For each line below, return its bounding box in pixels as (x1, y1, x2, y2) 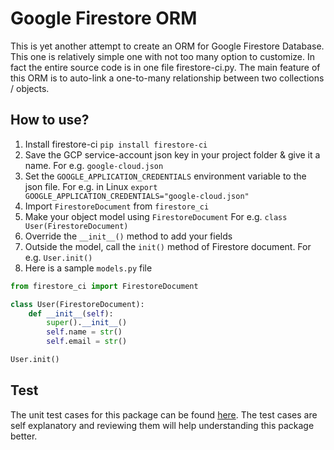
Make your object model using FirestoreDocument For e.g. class (24, 210, 288, 222)
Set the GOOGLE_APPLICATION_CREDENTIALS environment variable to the (24, 170, 307, 182)
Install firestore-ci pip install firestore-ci (24, 138, 208, 150)
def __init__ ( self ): (28, 308, 114, 319)
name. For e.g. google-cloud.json (24, 159, 164, 171)
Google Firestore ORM (10, 7, 198, 30)
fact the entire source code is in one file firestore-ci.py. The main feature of (10, 61, 321, 73)
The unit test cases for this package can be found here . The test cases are (10, 408, 318, 421)
